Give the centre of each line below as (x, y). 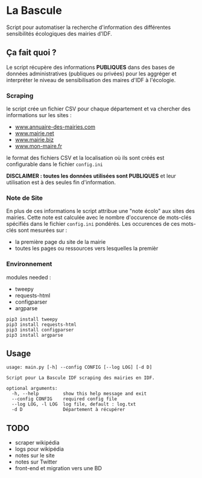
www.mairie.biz (34, 140)
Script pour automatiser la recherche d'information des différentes (89, 27)
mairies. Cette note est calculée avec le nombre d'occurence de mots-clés (99, 217)
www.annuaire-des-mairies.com (55, 127)
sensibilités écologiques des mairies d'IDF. (59, 33)
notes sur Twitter (36, 462)
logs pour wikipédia (39, 449)
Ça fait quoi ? (31, 53)
